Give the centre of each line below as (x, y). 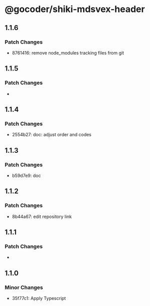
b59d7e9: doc (26, 175)
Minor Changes (24, 287)
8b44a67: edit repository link (42, 216)
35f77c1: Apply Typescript (39, 298)
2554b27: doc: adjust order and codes (52, 135)
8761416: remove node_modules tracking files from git (68, 53)
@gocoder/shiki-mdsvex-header (75, 9)
